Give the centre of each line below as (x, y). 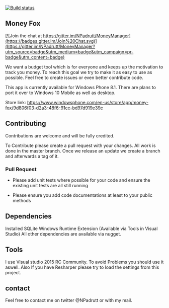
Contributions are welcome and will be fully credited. (60, 135)
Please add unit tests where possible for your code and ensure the (81, 180)
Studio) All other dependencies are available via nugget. (63, 234)
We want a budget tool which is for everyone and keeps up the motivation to (84, 67)
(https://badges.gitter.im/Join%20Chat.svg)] (51, 41)
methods (22, 200)
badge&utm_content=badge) (35, 57)
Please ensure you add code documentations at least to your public (82, 195)
